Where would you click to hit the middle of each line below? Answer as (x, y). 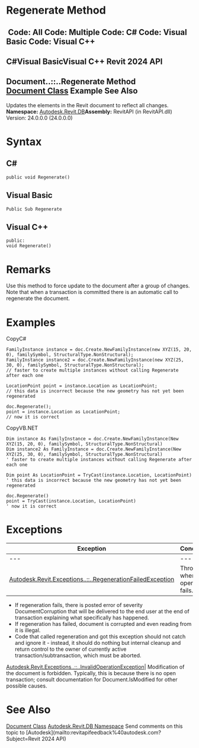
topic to (15, 733)
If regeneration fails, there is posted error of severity (79, 605)
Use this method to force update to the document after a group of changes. (98, 286)
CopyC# (16, 339)
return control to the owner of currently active (70, 649)
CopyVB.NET (22, 428)
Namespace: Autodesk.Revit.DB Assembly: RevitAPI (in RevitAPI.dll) (89, 111)
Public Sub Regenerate (34, 209)
